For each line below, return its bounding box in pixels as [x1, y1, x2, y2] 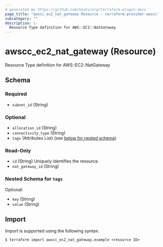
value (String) [12, 201, 40, 207]
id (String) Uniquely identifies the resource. [12, 158, 99, 164]
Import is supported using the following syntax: [5, 228, 99, 234]
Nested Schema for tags [5, 176, 63, 182]
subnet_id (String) [12, 101, 49, 107]
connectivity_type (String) [12, 130, 65, 136]
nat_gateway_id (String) [12, 164, 59, 169]
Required [5, 91, 27, 98]
